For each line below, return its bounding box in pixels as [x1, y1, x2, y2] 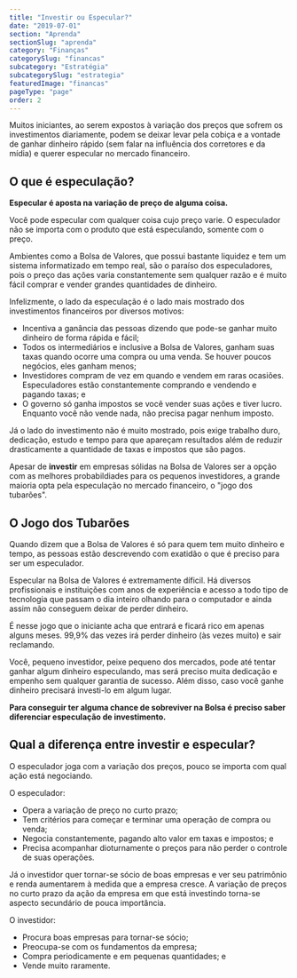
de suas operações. [21, 852, 95, 863]
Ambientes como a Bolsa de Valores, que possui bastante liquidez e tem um [9, 250, 286, 262]
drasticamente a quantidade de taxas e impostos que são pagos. [9, 444, 246, 455]
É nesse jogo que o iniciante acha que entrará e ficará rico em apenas [9, 621, 265, 631]
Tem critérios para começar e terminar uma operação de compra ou [21, 814, 271, 824]
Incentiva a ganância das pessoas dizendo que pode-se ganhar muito [21, 323, 277, 334]
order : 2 [9, 95, 42, 105]
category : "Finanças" [9, 46, 90, 55]
